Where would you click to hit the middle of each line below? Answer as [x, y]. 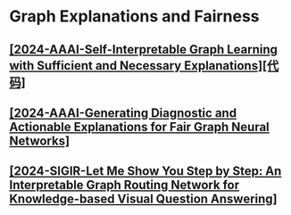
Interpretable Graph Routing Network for [124, 185]
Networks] [39, 141]
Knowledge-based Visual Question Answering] [143, 199]
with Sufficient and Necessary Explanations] [136, 66]
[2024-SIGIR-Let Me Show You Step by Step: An [145, 171]
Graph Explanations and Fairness [135, 17]
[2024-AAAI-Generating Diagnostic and [123, 113]
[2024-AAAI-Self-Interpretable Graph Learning [144, 50]
